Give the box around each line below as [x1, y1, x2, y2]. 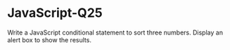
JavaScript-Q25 [7, 5, 103, 21]
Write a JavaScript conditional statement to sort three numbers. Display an [7, 28, 224, 37]
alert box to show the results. [7, 35, 91, 44]
